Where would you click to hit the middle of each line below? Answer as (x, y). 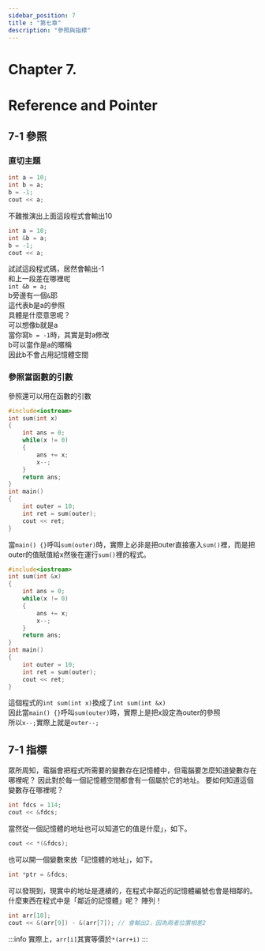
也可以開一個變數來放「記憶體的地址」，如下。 (82, 859)
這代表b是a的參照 (37, 306)
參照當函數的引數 (41, 378)
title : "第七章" (35, 23)
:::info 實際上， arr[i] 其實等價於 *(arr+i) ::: (78, 939)
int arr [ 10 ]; (30, 915)
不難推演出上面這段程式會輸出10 (60, 216)
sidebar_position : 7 (42, 15)
